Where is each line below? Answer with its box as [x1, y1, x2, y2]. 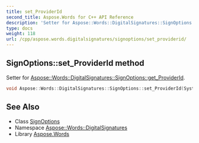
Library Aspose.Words [14, 130, 70, 137]
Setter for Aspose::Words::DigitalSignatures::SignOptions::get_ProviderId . [6, 74, 185, 81]
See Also [6, 102, 40, 112]
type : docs [6, 25, 33, 31]
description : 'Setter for [6, 20, 70, 26]
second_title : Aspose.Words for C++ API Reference [6, 14, 134, 20]
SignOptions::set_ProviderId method [6, 58, 145, 68]
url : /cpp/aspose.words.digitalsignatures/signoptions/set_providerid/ [6, 36, 187, 42]
